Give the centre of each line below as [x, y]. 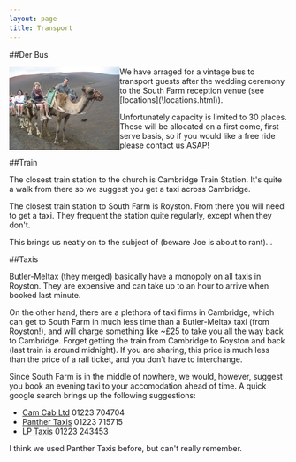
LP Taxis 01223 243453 [65, 431]
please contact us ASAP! [165, 145]
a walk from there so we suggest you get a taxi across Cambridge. [130, 189]
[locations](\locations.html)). [171, 100]
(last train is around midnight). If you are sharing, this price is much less [140, 350]
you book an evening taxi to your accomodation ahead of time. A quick [138, 386]
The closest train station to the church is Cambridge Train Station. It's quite [146, 179]
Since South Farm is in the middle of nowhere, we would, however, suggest [146, 376]
